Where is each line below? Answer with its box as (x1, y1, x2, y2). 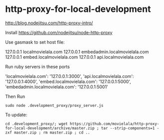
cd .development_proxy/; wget (5, 121, 68, 126)
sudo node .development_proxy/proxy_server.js (5, 103, 104, 108)
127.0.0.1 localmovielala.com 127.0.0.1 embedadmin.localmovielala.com (5, 49, 149, 55)
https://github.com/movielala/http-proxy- (69, 121, 160, 126)
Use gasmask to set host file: (5, 39, 65, 45)
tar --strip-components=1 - (101, 126, 160, 131)
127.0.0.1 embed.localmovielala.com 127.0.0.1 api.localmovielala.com (5, 54, 144, 60)
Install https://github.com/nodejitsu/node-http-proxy (5, 29, 113, 35)
